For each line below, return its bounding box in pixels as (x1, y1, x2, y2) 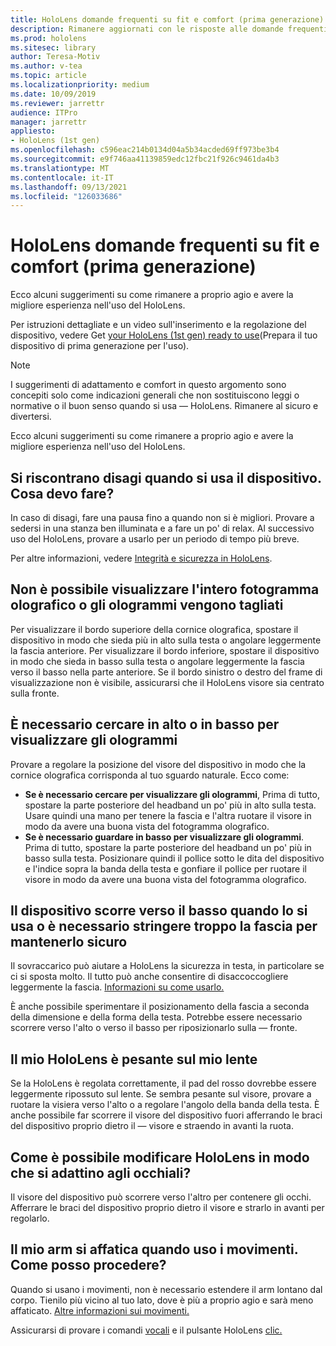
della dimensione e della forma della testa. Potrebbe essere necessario (10, 1011, 303, 1023)
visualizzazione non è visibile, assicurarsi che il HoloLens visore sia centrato (10, 676, 325, 688)
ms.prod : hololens (10, 33, 87, 43)
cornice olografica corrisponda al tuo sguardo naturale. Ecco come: (10, 769, 290, 781)
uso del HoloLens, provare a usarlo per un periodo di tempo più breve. (10, 533, 300, 545)
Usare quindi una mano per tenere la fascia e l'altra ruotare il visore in (24, 809, 312, 821)
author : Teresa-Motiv (10, 52, 101, 62)
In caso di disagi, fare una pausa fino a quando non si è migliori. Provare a (10, 512, 315, 523)
